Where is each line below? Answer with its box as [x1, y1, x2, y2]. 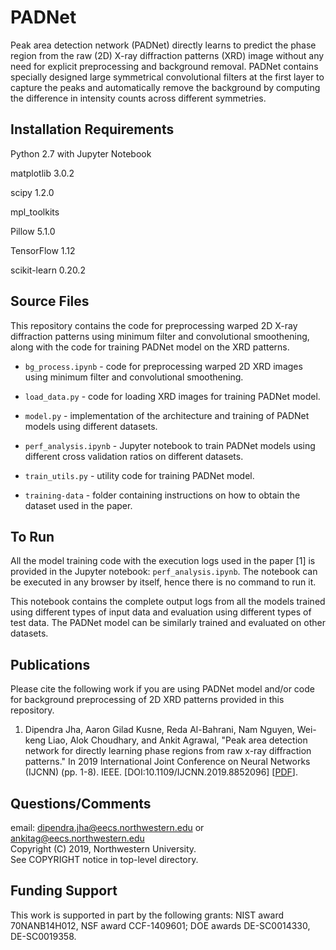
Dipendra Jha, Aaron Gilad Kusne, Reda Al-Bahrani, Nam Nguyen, [24, 724, 295, 736]
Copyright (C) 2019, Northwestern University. [10, 843, 197, 855]
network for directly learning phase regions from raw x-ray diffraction [24, 745, 312, 757]
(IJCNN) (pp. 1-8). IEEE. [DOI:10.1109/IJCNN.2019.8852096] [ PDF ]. [24, 766, 298, 778]
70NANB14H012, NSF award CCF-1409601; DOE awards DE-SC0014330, [10, 919, 311, 931]
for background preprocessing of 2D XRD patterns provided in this [10, 694, 285, 706]
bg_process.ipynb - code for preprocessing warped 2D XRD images [24, 360, 303, 372]
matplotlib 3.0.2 [10, 167, 75, 179]
